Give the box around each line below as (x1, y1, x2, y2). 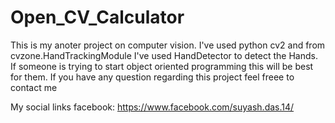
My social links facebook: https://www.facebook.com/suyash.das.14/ (10, 101, 295, 113)
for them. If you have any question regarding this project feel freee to (10, 71, 295, 83)
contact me (10, 81, 58, 93)
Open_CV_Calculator (10, 6, 185, 29)
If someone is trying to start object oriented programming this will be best (10, 60, 314, 72)
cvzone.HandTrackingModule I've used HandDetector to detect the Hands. (10, 49, 318, 61)
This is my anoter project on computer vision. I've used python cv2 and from (10, 39, 326, 51)
